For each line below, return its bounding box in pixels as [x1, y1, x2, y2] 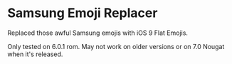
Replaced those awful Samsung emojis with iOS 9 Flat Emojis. [7, 28, 189, 37]
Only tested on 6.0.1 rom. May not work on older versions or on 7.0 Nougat [7, 42, 225, 50]
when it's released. [7, 50, 63, 58]
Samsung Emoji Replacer [7, 5, 158, 21]
